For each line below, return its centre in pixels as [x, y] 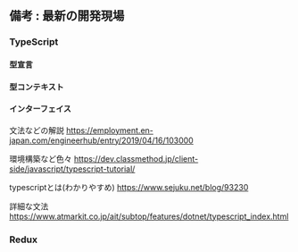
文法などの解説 [37, 130]
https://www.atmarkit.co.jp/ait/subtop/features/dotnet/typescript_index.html [149, 216]
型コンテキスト [37, 87]
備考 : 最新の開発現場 [67, 16]
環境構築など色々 [41, 158]
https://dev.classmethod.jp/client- [136, 158]
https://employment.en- [110, 130]
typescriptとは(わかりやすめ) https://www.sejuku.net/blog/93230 [129, 187]
